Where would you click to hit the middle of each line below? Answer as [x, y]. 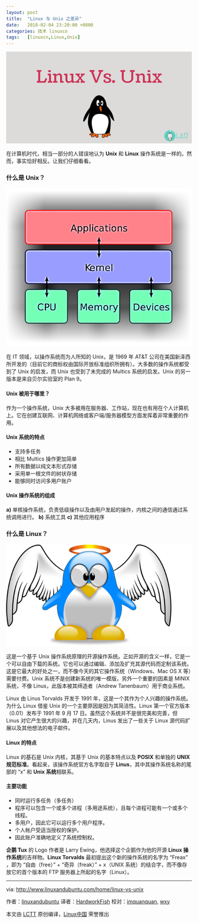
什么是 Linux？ [27, 534]
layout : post [22, 12]
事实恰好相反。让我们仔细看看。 [55, 161]
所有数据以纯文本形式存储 [46, 466]
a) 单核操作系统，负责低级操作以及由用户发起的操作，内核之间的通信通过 [95, 510]
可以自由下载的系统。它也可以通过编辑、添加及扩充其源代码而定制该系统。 [101, 664]
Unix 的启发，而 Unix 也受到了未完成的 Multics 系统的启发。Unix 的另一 [104, 372]
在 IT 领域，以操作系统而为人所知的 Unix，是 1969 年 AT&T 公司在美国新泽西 [98, 357]
